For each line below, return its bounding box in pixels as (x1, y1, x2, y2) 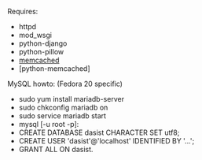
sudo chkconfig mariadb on (18, 102, 108, 112)
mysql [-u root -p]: (18, 120, 79, 128)
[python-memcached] (18, 64, 91, 73)
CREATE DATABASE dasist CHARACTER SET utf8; (18, 128, 180, 137)
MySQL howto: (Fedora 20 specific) (7, 79, 123, 88)
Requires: (7, 7, 39, 16)
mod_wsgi (18, 31, 53, 39)
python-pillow (18, 47, 64, 56)
